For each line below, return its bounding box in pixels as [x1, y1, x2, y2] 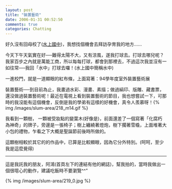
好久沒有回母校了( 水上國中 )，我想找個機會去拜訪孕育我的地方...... [5, 41, 142, 48]
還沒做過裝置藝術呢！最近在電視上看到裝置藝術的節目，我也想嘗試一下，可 [5, 93, 162, 99]
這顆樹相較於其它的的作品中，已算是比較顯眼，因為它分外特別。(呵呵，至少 [5, 139, 164, 146]
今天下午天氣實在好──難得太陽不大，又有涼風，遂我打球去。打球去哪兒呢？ [5, 52, 164, 58]
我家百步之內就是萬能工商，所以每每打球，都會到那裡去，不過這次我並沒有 [5, 58, 162, 64]
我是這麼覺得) [5, 146, 34, 152]
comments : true [5, 21, 38, 27]
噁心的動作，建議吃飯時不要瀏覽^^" [14, 168, 88, 174]
